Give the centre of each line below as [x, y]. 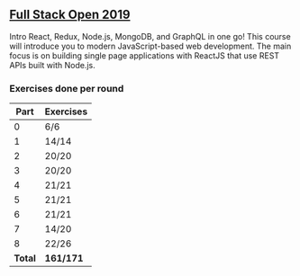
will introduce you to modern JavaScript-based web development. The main [150, 46]
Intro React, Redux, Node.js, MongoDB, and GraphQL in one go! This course [150, 36]
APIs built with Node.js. [53, 65]
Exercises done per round [67, 88]
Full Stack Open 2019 [70, 15]
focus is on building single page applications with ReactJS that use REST [145, 55]
